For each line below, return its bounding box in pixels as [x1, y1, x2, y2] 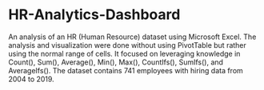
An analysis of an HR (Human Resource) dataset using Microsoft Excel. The [8, 32, 257, 41]
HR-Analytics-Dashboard [8, 6, 181, 24]
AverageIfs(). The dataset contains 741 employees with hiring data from [8, 65, 244, 75]
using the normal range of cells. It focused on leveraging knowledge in [8, 49, 241, 58]
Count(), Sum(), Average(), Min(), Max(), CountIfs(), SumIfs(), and [8, 57, 224, 67]
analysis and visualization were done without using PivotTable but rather [8, 40, 246, 49]
